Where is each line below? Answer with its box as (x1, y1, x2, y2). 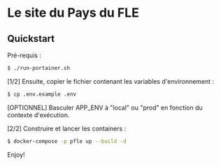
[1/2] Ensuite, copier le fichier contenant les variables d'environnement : (7, 77, 215, 85)
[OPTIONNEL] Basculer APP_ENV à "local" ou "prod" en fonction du (7, 103, 203, 112)
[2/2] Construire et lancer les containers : (7, 124, 127, 133)
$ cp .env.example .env (7, 91, 77, 98)
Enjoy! (7, 150, 26, 158)
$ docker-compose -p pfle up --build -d (7, 137, 127, 144)
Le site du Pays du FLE (7, 5, 140, 21)
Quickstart (7, 33, 55, 45)
